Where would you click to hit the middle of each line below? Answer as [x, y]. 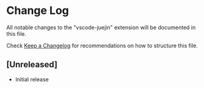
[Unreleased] [32, 65]
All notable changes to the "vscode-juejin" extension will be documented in [101, 27]
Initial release [32, 79]
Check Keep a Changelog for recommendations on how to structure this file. [102, 46]
